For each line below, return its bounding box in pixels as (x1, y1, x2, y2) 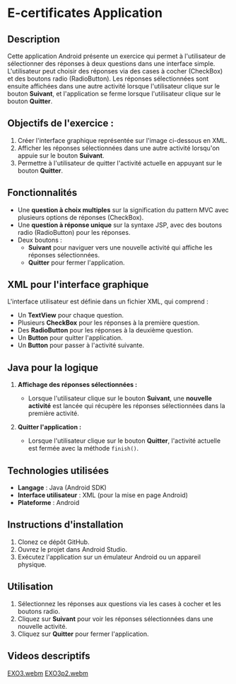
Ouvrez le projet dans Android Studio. (17, 545, 127, 553)
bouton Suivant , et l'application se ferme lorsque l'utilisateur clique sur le (7, 90, 221, 98)
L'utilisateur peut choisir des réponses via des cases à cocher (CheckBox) (7, 67, 223, 75)
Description (7, 33, 60, 45)
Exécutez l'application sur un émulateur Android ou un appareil (17, 552, 201, 561)
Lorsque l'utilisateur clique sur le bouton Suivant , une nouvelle (28, 394, 212, 402)
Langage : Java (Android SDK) (17, 483, 107, 492)
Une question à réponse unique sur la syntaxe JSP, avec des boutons (17, 221, 223, 229)
